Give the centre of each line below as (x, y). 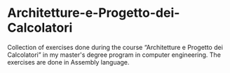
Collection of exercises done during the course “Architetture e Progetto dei (115, 47)
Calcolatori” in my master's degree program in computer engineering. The (114, 55)
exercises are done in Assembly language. (68, 62)
